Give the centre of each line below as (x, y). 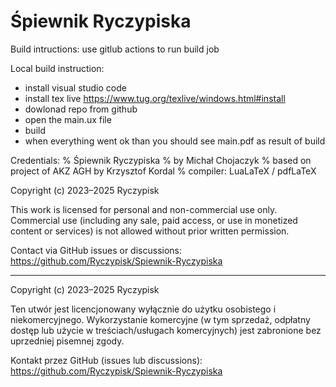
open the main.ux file (68, 119)
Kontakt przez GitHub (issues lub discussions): (106, 360)
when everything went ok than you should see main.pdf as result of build (175, 141)
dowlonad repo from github (81, 109)
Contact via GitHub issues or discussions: (96, 250)
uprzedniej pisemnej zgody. (67, 341)
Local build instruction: (57, 68)
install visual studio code (75, 87)
